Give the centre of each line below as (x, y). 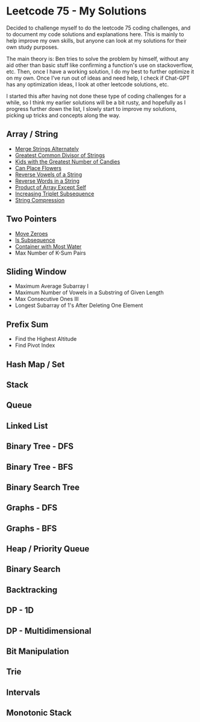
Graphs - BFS (32, 528)
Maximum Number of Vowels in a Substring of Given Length (89, 293)
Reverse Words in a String (47, 181)
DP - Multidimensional (49, 631)
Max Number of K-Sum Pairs (50, 253)
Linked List (27, 426)
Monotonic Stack (39, 713)
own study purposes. (33, 47)
